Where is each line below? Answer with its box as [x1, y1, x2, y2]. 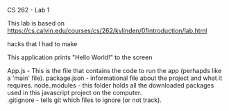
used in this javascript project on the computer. [7, 89, 142, 97]
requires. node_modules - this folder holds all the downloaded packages [7, 81, 214, 89]
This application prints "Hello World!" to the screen [7, 53, 153, 61]
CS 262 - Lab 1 [7, 6, 50, 14]
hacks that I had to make [7, 40, 78, 48]
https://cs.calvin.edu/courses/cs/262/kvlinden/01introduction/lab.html [7, 27, 207, 34]
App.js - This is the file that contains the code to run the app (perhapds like [7, 67, 222, 74]
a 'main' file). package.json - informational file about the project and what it [7, 74, 223, 82]
